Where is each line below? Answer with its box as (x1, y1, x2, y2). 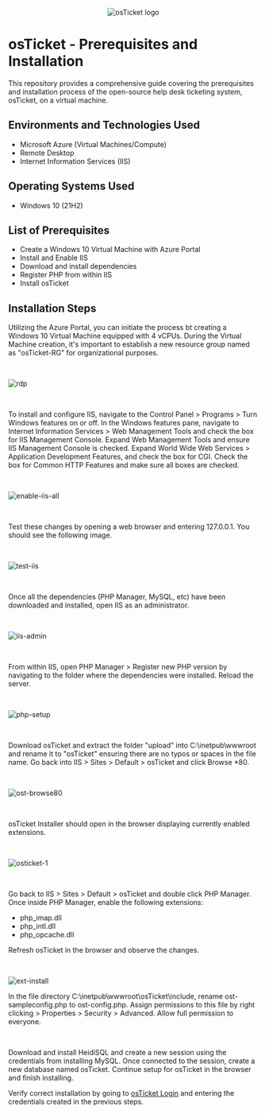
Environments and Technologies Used (8, 118, 201, 132)
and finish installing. (8, 1073, 74, 1083)
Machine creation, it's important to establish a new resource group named (8, 340, 250, 349)
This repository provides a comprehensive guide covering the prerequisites (8, 78, 254, 87)
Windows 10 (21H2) (19, 200, 83, 210)
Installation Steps (8, 301, 97, 315)
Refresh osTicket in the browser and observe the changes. (8, 945, 200, 955)
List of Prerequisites (8, 223, 110, 237)
